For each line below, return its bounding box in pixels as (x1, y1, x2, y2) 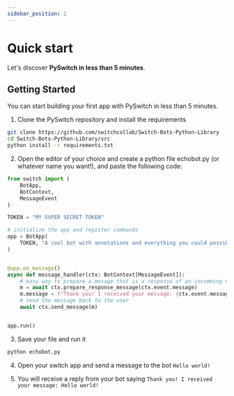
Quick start (7, 40, 73, 56)
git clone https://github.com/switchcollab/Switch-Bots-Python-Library (7, 129, 219, 136)
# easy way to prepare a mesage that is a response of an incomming (19, 277, 223, 284)
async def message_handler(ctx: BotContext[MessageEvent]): (7, 271, 186, 278)
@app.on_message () (7, 264, 61, 272)
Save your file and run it (17, 335, 86, 343)
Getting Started (7, 83, 76, 95)
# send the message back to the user (19, 297, 130, 304)
